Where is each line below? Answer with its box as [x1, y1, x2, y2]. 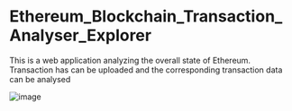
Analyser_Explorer [9, 25, 151, 46]
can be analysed [9, 73, 71, 84]
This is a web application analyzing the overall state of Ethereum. [9, 55, 251, 65]
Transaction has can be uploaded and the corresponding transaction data [9, 64, 283, 75]
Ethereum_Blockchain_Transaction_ [9, 6, 283, 27]
